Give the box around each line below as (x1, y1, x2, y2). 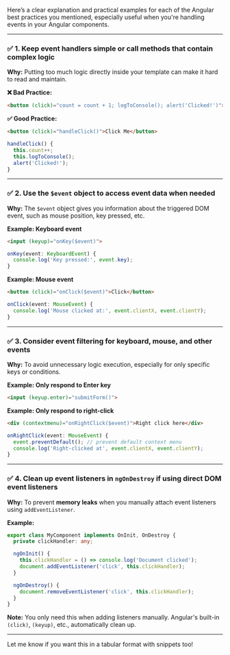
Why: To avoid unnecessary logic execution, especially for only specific (7, 361, 210, 369)
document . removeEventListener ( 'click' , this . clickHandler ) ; (19, 588, 194, 595)
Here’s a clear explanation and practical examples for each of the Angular (7, 6, 214, 14)
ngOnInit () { (13, 550, 51, 557)
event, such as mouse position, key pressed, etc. (7, 211, 145, 220)
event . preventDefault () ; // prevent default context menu (13, 438, 183, 446)
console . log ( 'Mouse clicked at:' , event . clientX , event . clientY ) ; (13, 307, 207, 314)
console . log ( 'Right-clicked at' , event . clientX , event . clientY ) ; (13, 445, 204, 452)
